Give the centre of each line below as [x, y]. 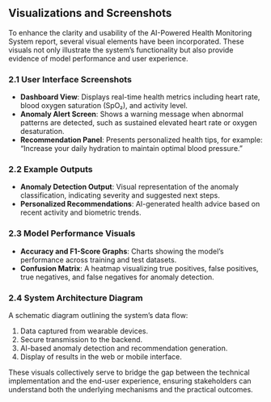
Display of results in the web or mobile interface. [101, 357]
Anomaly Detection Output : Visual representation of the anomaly [129, 187]
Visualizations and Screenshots [90, 13]
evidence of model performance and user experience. [98, 58]
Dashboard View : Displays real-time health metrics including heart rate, [140, 97]
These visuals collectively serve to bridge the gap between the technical [129, 372]
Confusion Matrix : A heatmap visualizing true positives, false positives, [139, 268]
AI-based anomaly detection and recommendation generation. [124, 348]
